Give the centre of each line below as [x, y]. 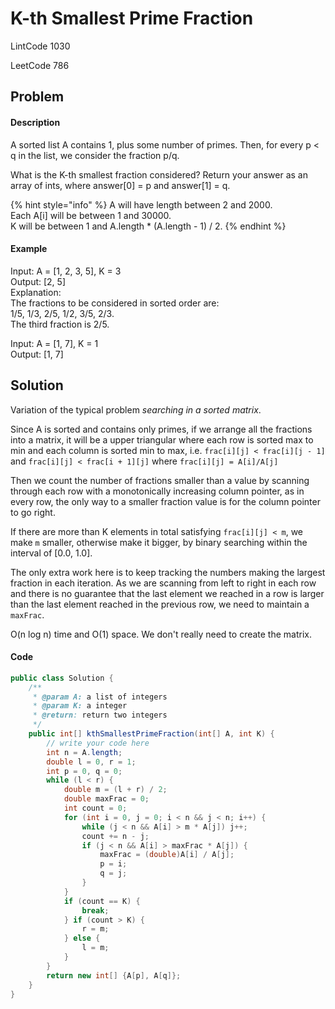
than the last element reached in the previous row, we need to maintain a [160, 604]
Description [35, 122]
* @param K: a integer [80, 706]
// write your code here [98, 743]
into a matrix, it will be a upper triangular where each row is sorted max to [162, 439]
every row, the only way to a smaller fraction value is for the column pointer [165, 501]
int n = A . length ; [84, 752]
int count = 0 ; [95, 808]
